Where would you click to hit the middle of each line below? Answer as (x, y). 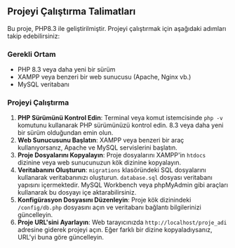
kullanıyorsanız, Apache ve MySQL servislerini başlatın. (97, 148)
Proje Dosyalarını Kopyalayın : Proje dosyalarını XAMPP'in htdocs (112, 155)
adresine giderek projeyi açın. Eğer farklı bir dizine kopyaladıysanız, (115, 230)
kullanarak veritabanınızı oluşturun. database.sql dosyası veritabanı (115, 178)
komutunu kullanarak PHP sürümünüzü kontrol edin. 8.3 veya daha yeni (120, 125)
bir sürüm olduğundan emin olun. (65, 133)
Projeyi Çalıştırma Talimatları (72, 12)
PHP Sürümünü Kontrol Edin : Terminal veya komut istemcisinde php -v (120, 118)
